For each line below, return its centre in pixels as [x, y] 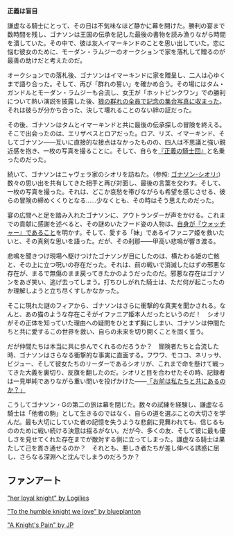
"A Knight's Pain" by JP [41, 525]
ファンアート [34, 481]
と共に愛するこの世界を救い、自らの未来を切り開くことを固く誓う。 [110, 332]
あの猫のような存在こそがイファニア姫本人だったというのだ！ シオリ [126, 314]
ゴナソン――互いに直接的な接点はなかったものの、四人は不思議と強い [119, 142]
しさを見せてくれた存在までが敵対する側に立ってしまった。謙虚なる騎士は [113, 439]
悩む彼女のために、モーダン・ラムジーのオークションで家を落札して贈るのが [116, 52]
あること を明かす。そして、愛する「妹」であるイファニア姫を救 [122, 233]
